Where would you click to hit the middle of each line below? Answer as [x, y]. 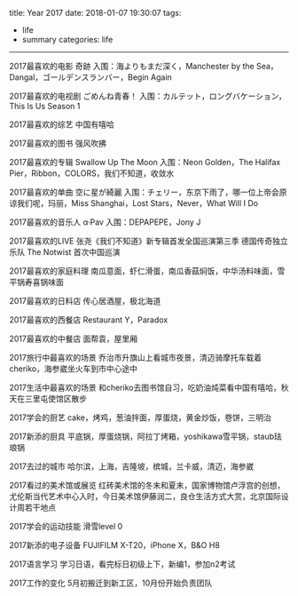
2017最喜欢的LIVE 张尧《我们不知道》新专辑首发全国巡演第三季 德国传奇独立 [149, 241]
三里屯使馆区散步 [55, 398]
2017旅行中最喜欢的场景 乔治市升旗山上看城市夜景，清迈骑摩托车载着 [135, 358]
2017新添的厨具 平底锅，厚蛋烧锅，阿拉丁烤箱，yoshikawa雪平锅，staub [142, 436]
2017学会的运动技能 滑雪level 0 [66, 526]
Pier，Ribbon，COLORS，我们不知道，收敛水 [92, 173]
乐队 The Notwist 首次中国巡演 [65, 252]
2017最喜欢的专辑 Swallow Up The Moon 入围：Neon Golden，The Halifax [145, 162]
